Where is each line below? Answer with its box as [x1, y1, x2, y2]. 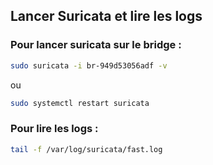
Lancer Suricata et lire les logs [10, 8, 203, 25]
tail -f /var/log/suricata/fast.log [10, 144, 163, 154]
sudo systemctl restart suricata [10, 98, 150, 108]
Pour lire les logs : [10, 122, 99, 136]
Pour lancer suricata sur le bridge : [10, 38, 182, 52]
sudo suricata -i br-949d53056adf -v [10, 60, 168, 71]
